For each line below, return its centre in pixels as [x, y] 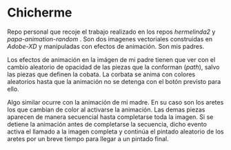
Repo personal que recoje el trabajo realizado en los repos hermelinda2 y [111, 32]
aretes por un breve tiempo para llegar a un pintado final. [88, 138]
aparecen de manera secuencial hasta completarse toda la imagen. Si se [110, 117]
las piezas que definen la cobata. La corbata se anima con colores [101, 74]
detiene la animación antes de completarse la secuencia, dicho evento [107, 124]
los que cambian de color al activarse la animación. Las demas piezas [106, 109]
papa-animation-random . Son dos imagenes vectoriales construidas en [110, 39]
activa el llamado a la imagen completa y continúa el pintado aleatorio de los [115, 131]
